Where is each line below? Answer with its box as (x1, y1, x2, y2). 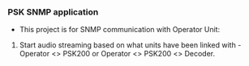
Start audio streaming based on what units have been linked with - (19, 40, 242, 50)
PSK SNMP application (7, 6, 99, 18)
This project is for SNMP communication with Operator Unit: (19, 25, 221, 35)
